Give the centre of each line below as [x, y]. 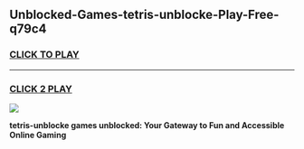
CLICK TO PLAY [44, 55]
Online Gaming [38, 135]
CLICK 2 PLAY [41, 88]
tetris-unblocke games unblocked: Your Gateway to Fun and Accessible [147, 125]
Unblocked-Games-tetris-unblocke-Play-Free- [144, 15]
